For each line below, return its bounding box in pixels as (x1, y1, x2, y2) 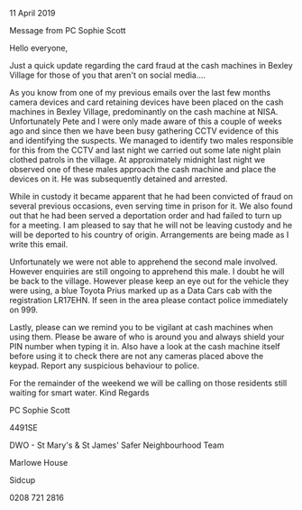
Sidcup (9, 475, 36, 486)
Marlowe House (9, 458, 69, 468)
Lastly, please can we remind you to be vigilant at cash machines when (9, 322, 273, 332)
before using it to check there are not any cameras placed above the (9, 351, 264, 361)
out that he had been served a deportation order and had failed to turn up (9, 210, 282, 220)
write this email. (9, 239, 69, 249)
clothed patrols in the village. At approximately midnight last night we (9, 154, 266, 165)
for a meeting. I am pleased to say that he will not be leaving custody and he (9, 220, 293, 230)
